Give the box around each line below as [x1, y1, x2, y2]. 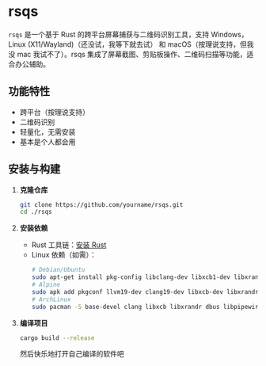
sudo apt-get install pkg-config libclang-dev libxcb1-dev [31, 273, 231, 281]
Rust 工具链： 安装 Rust [31, 240, 107, 250]
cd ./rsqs [19, 208, 53, 216]
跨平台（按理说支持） [19, 107, 89, 116]
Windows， [211, 29, 249, 39]
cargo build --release [19, 334, 95, 342]
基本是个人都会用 [19, 137, 76, 147]
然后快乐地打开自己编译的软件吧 [19, 349, 124, 359]
